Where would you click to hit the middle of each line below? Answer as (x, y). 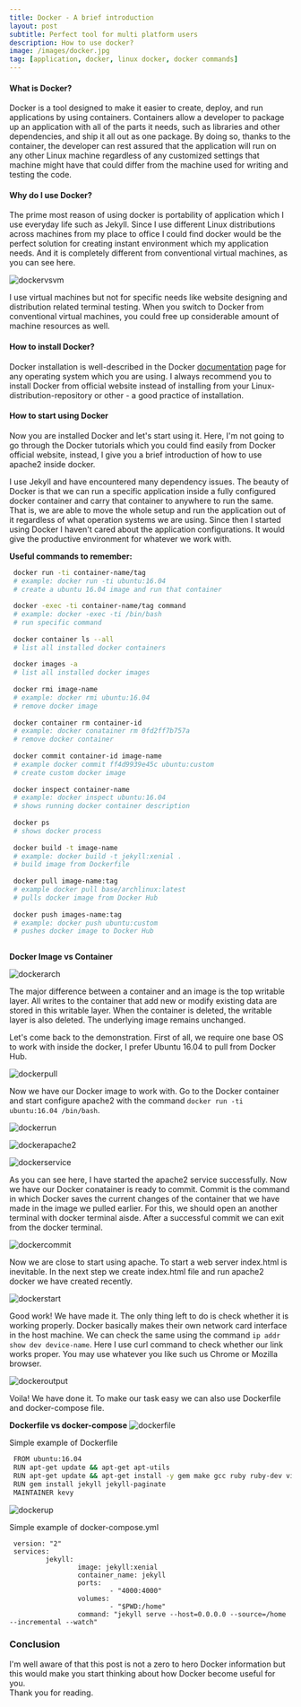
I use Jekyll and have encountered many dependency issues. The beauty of (149, 482)
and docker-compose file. (57, 1408)
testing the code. (40, 175)
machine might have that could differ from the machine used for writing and (149, 165)
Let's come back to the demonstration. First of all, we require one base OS (146, 1038)
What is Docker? (41, 88)
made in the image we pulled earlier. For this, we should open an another (143, 1208)
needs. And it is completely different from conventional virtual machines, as (149, 253)
